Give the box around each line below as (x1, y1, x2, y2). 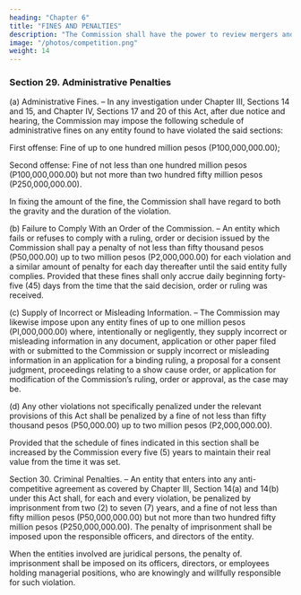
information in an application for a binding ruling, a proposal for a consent (9, 355, 280, 366)
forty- (264, 271, 287, 282)
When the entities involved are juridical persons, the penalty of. (9, 548, 243, 559)
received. (9, 290, 45, 301)
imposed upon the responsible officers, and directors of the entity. (9, 531, 254, 542)
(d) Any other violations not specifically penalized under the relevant (9, 401, 262, 412)
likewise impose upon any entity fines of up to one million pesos (9, 317, 246, 328)
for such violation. (9, 577, 76, 588)
